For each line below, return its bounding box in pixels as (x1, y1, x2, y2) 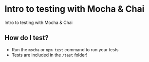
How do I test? (4, 34, 49, 42)
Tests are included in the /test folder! (11, 52, 88, 58)
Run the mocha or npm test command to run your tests (11, 46, 119, 52)
